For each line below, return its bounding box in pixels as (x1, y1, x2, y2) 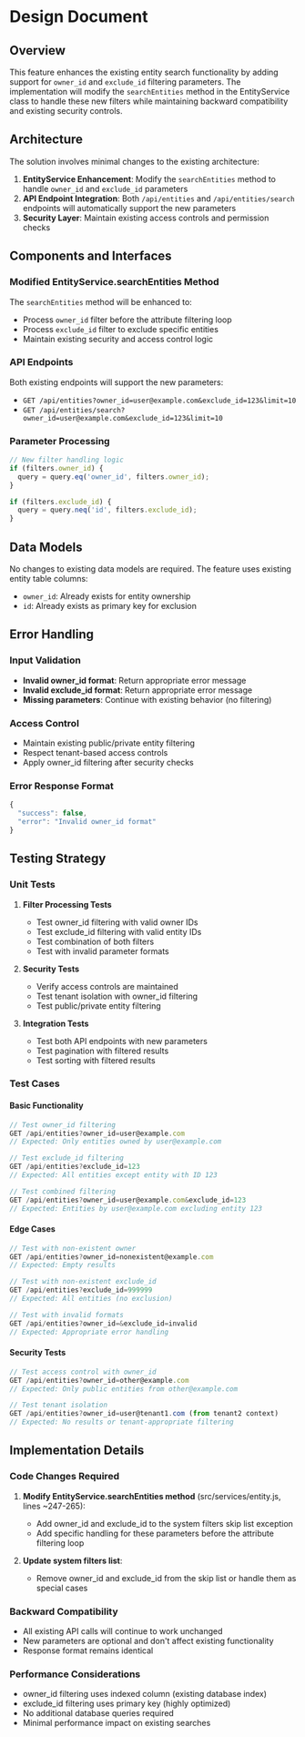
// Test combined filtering (9, 1186, 117, 1196)
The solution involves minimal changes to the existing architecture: (9, 156, 259, 167)
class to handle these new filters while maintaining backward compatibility (9, 96, 289, 107)
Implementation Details (9, 1443, 145, 1458)
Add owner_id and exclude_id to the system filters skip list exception (36, 1518, 294, 1529)
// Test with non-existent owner (9, 1244, 137, 1253)
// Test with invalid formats (9, 1310, 125, 1319)
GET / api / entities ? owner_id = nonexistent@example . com (9, 1252, 214, 1262)
